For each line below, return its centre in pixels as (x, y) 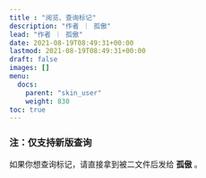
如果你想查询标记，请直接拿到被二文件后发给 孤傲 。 (106, 164)
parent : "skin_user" (64, 93)
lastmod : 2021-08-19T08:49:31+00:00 (77, 51)
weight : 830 (47, 101)
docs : (28, 85)
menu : (19, 76)
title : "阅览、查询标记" (53, 18)
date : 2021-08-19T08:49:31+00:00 (72, 43)
